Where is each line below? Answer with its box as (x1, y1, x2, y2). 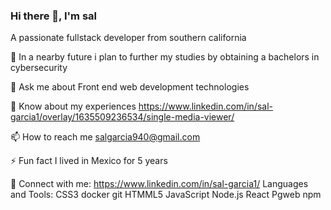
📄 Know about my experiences (10, 100, 137, 113)
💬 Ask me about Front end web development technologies (10, 81, 250, 93)
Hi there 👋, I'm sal (10, 9, 97, 23)
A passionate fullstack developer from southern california (10, 32, 247, 44)
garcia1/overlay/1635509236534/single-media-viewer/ (10, 111, 235, 123)
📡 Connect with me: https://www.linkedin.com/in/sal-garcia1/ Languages (10, 178, 309, 190)
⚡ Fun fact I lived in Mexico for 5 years (10, 155, 168, 167)
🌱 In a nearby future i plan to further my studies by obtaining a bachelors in (10, 51, 320, 63)
